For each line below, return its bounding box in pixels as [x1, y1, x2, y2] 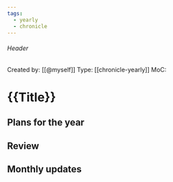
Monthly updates [7, 163, 82, 175]
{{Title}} [7, 89, 56, 105]
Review [7, 140, 40, 152]
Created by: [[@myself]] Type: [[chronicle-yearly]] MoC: [7, 65, 167, 73]
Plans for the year [7, 117, 84, 128]
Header [7, 44, 29, 52]
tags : [7, 10, 23, 17]
